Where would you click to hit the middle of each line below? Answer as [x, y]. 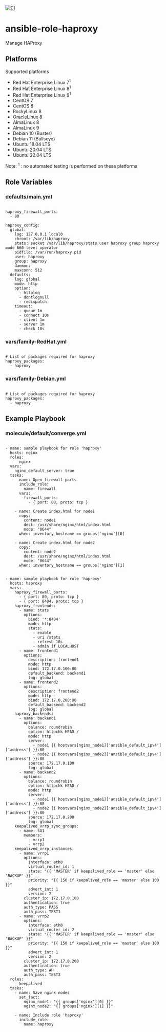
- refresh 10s [48, 642]
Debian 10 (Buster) [32, 133]
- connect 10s [34, 315]
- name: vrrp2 [34, 916]
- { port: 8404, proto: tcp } [51, 602]
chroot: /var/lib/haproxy [42, 239]
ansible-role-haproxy [52, 29]
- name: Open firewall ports [46, 480]
